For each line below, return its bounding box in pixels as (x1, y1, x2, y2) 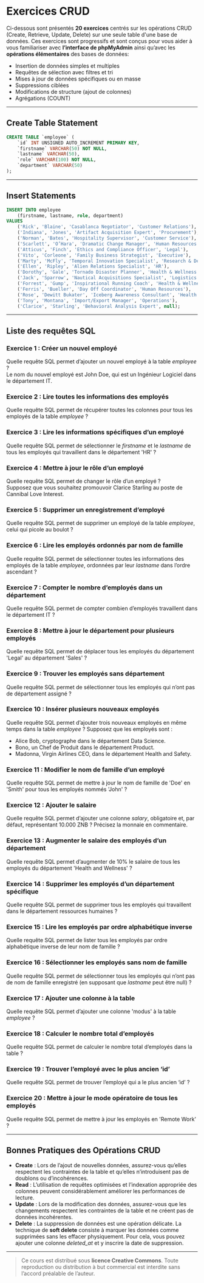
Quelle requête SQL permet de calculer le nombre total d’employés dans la (6, 1043, 192, 1051)
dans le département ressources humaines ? (6, 907, 118, 915)
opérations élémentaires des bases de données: (6, 50, 129, 57)
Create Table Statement (6, 118, 98, 129)
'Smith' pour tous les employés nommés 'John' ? (6, 786, 127, 793)
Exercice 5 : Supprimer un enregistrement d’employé (6, 505, 165, 514)
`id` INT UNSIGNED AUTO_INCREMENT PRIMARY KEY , (17, 140, 140, 146)
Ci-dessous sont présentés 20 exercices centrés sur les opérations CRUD (6, 24, 192, 32)
